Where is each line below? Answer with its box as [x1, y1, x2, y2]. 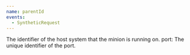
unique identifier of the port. [6, 42, 76, 49]
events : [6, 14, 26, 20]
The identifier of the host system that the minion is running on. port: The [6, 36, 185, 43]
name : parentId [6, 8, 44, 15]
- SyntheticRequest [11, 20, 61, 25]
